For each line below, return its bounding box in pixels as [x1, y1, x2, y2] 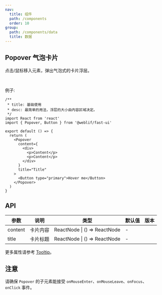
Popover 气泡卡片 [5, 54, 58, 62]
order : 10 [9, 20, 29, 26]
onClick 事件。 [5, 285, 35, 291]
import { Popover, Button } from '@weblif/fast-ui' [5, 120, 112, 125]
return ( [9, 133, 27, 138]
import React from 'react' [5, 116, 60, 121]
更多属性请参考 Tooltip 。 [5, 249, 54, 255]
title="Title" [18, 167, 47, 172]
